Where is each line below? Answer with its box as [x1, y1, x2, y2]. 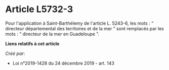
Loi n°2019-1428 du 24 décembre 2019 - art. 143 [12, 60, 115, 66]
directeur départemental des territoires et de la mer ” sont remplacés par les [5, 25, 164, 31]
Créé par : [5, 50, 25, 56]
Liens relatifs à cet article [5, 40, 60, 46]
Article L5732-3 [5, 4, 73, 15]
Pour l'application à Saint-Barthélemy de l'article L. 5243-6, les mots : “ [5, 20, 154, 26]
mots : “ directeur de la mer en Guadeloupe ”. [5, 31, 100, 37]
